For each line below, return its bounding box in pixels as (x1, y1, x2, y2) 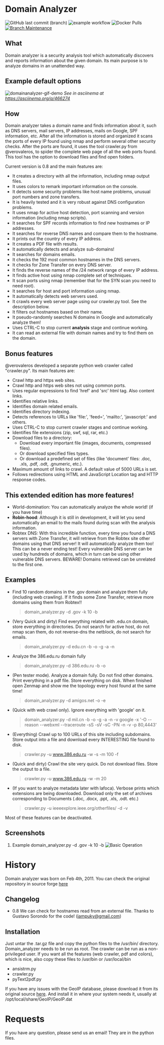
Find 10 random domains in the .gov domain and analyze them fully (12, 589, 148, 595)
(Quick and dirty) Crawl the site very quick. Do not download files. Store (12, 760, 158, 766)
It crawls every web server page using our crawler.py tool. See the (12, 299, 147, 305)
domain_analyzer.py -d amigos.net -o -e (24, 697, 106, 703)
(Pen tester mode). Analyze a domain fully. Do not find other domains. (12, 672, 154, 678)
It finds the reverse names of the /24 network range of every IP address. (12, 267, 159, 273)
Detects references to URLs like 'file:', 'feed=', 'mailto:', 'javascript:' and (12, 414, 157, 420)
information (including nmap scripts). (12, 215, 87, 221)
